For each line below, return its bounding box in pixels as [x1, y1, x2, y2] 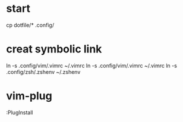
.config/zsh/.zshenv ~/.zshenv [6, 68, 81, 76]
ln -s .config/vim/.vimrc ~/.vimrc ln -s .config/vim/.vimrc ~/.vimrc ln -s [6, 62, 177, 69]
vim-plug [6, 89, 52, 103]
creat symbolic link [6, 42, 102, 56]
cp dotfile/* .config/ [6, 21, 55, 29]
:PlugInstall [6, 109, 33, 116]
